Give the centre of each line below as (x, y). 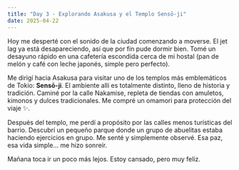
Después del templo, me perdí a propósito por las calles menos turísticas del (120, 122)
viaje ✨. (19, 108)
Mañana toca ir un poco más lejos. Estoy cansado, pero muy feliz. (104, 159)
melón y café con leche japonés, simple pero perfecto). (88, 64)
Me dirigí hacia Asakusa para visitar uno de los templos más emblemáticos (117, 77)
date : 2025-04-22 (33, 21)
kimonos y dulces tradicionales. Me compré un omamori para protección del (119, 100)
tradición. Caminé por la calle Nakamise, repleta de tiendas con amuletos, (116, 93)
